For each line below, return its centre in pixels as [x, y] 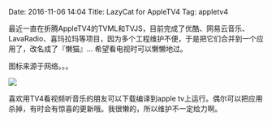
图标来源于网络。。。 [41, 66]
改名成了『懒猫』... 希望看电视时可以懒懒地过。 [109, 49]
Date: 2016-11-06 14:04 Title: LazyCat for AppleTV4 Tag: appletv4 [119, 12]
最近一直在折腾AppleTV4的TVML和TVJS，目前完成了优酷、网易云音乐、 [129, 28]
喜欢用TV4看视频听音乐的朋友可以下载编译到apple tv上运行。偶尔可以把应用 [136, 98]
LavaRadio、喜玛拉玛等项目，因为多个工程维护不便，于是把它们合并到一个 [133, 39]
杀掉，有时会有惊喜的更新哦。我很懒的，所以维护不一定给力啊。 [115, 108]
